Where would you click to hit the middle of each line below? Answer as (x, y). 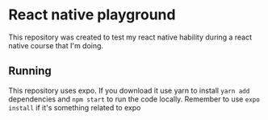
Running (30, 71)
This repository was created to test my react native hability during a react (130, 37)
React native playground (92, 15)
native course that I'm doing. (56, 45)
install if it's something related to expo (75, 107)
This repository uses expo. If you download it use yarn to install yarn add (129, 90)
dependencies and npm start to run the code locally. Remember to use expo (134, 99)
